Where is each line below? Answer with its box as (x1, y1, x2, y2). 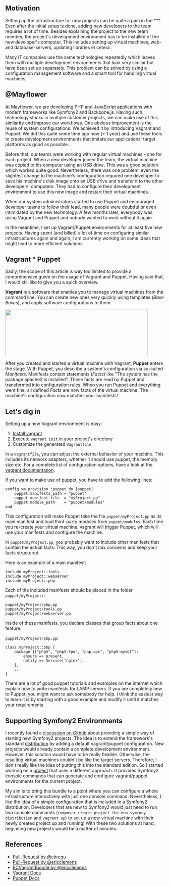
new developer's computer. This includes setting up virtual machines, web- (5, 39, 162, 45)
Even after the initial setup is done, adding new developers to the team (5, 23, 152, 29)
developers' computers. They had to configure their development (5, 183, 141, 189)
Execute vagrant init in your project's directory (12, 436, 113, 442)
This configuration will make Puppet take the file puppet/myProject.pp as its (5, 513, 162, 520)
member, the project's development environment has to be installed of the (5, 33, 159, 39)
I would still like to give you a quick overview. (5, 279, 99, 285)
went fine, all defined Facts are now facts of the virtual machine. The (5, 387, 148, 393)
